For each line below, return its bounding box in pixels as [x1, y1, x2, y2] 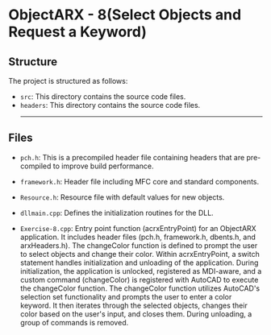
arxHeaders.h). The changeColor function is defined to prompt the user [19, 240, 258, 250]
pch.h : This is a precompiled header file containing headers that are [19, 152, 245, 162]
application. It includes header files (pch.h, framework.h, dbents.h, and [19, 232, 256, 242]
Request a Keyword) [8, 23, 148, 41]
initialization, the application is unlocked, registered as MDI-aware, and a [19, 266, 262, 275]
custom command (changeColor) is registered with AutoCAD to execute [19, 275, 259, 284]
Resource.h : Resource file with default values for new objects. [19, 192, 225, 202]
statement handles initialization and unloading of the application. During [19, 258, 259, 267]
